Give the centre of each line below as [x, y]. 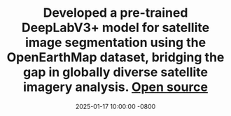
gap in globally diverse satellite [115, 72]
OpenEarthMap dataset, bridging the [115, 58]
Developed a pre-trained [115, 13]
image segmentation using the [115, 43]
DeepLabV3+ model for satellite [115, 28]
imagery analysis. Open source [115, 87]
